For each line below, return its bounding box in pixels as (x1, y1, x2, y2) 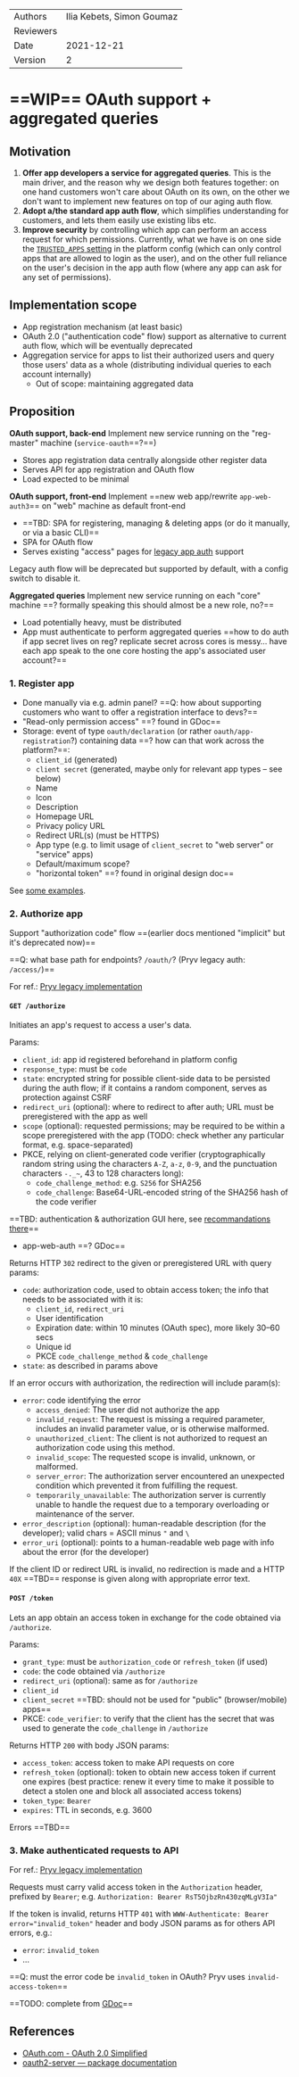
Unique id (35, 1342, 71, 1353)
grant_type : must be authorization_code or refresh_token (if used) (21, 1656, 269, 1667)
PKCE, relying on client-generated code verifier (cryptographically (21, 1149, 266, 1160)
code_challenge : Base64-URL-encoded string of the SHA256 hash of (35, 1187, 288, 1198)
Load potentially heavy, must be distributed (21, 616, 182, 627)
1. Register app (9, 677, 75, 690)
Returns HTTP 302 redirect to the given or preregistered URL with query (9, 1258, 272, 1269)
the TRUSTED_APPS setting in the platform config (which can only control (21, 244, 282, 253)
